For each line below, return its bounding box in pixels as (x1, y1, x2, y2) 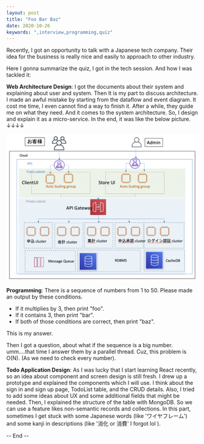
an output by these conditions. (6, 293, 83, 300)
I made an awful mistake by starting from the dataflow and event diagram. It (6, 96, 197, 104)
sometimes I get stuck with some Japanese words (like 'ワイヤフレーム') (6, 412, 188, 420)
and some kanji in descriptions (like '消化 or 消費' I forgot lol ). (6, 420, 161, 427)
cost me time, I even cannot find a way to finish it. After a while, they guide (6, 102, 194, 110)
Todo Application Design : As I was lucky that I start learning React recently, (6, 366, 197, 373)
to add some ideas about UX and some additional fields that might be (6, 392, 180, 399)
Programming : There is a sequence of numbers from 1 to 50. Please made (6, 286, 193, 294)
